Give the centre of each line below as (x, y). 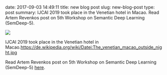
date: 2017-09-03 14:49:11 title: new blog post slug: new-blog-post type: (80, 7)
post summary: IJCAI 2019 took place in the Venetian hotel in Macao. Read (82, 12)
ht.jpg (11, 52)
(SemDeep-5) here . (25, 67)
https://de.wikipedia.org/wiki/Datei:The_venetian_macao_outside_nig (91, 47)
